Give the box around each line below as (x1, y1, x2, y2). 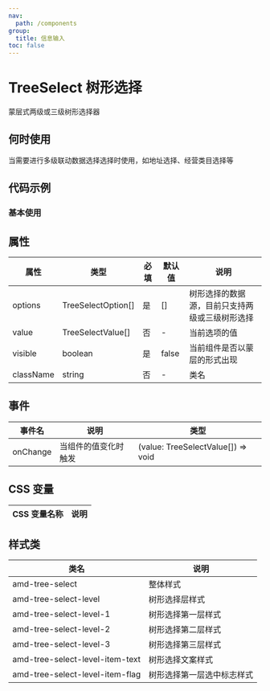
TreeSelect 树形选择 (8, 79, 142, 97)
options (12, 300, 41, 310)
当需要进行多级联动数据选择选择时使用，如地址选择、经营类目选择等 (8, 155, 234, 165)
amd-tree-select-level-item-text (12, 654, 141, 665)
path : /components (15, 19, 78, 27)
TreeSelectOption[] (62, 300, 135, 310)
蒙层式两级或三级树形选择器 (8, 107, 100, 117)
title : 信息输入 (15, 34, 66, 43)
